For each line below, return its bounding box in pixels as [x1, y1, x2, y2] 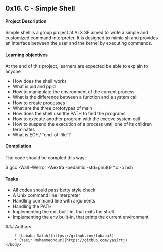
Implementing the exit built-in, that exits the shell [12, 209, 114, 215]
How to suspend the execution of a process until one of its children [12, 121, 152, 127]
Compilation [5, 143, 32, 149]
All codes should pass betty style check [12, 187, 96, 193]
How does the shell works [12, 78, 67, 84]
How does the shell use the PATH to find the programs [12, 110, 126, 116]
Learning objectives [5, 52, 48, 58]
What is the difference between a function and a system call [12, 94, 138, 100]
